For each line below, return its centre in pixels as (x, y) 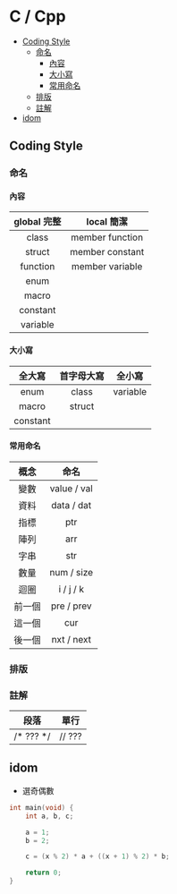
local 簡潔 (107, 222)
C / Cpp (38, 17)
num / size (72, 572)
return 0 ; (44, 873)
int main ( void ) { (42, 807)
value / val (72, 488)
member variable (107, 267)
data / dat (72, 505)
